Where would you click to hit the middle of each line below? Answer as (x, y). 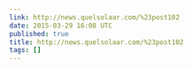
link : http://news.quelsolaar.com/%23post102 (94, 17)
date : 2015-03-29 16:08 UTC (61, 26)
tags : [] (25, 50)
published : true (39, 34)
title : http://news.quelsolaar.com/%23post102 (96, 42)
